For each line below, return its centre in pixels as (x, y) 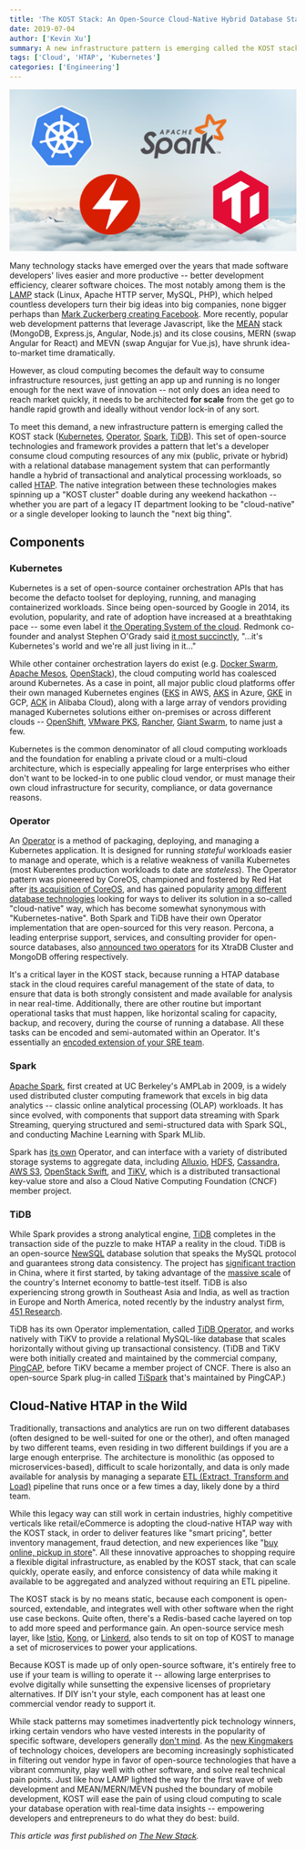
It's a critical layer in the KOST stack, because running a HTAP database (145, 975)
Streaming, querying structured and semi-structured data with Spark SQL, (148, 1124)
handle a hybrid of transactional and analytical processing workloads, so (146, 475)
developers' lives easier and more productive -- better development (137, 275)
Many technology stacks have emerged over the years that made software (149, 265)
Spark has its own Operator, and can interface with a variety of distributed (148, 1151)
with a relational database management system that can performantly (140, 465)
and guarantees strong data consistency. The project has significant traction (153, 1263)
